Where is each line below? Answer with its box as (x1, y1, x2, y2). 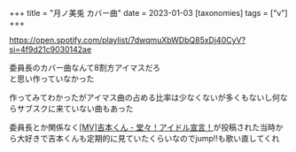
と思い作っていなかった (9, 73, 95, 84)
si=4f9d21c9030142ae (9, 44, 92, 55)
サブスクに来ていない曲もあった (16, 103, 134, 113)
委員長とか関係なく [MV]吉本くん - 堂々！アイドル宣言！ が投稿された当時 (9, 122, 277, 133)
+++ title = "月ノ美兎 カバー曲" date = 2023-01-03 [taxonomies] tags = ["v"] (9, 8, 288, 18)
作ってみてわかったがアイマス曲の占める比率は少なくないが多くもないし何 (9, 92, 281, 103)
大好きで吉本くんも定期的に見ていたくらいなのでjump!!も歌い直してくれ (16, 133, 280, 143)
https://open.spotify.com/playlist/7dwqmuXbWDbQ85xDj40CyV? (9, 34, 246, 45)
